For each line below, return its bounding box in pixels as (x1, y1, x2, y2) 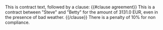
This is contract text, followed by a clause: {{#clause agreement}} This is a (5, 4, 155, 10)
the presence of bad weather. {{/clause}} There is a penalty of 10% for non (5, 15, 156, 20)
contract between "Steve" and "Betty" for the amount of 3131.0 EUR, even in (5, 9, 159, 15)
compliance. (5, 19, 30, 25)
